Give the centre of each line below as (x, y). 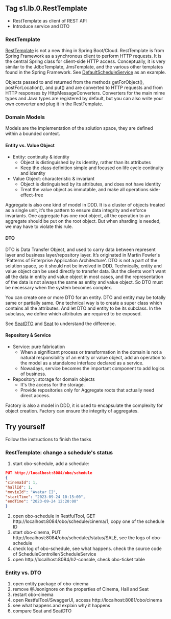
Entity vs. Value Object (30, 145)
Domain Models (25, 117)
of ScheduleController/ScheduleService (54, 554)
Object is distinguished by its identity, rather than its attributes (86, 162)
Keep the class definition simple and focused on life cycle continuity (92, 168)
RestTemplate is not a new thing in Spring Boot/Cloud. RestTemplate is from (85, 51)
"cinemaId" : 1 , (21, 483)
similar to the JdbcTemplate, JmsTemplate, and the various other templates (84, 67)
